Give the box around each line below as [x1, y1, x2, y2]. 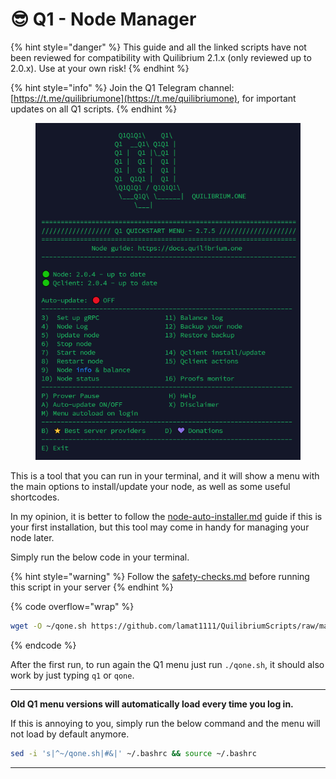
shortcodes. [10, 491, 60, 503]
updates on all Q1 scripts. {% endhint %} [10, 103, 178, 115]
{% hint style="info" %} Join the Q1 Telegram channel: [10, 81, 235, 93]
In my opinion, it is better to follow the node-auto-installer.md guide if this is [10, 511, 323, 522]
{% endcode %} [10, 639, 77, 651]
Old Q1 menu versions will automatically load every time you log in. [10, 698, 294, 710]
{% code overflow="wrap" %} [10, 601, 135, 612]
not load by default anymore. [10, 728, 130, 740]
